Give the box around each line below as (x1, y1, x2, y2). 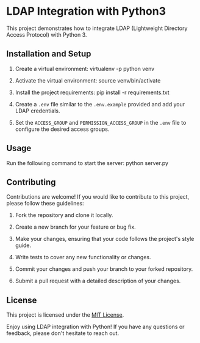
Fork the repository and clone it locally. (15, 212, 113, 219)
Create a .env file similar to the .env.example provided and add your (15, 100, 185, 108)
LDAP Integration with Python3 (6, 4, 166, 18)
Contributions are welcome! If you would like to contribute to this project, (6, 193, 190, 201)
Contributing (6, 177, 56, 187)
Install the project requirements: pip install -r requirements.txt (15, 89, 170, 96)
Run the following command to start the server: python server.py (6, 159, 169, 166)
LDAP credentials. (15, 107, 60, 114)
